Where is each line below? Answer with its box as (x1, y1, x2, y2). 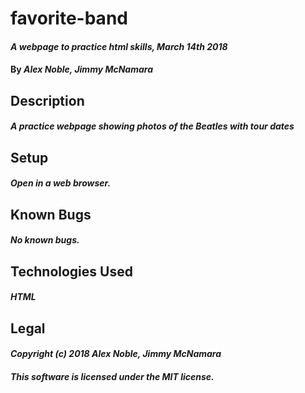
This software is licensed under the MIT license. (10, 370, 215, 382)
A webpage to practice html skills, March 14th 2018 (10, 40, 228, 52)
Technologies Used (10, 263, 133, 280)
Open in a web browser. (10, 177, 112, 189)
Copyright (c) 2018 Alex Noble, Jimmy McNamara (10, 348, 222, 360)
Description (10, 92, 85, 109)
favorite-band (10, 7, 128, 30)
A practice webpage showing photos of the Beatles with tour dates (10, 120, 295, 132)
